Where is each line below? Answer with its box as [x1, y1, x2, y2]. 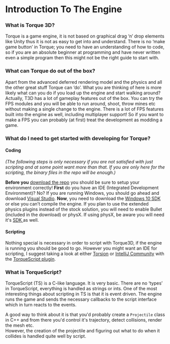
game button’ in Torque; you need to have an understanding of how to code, [5, 44, 165, 50]
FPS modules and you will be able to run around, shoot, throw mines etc [5, 100, 156, 107]
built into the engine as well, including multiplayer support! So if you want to [5, 111, 164, 117]
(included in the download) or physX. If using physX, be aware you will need [5, 212, 165, 218]
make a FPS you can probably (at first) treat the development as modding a [5, 117, 162, 123]
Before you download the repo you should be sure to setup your [5, 179, 140, 185]
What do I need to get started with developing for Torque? [5, 134, 151, 142]
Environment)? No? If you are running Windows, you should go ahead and [5, 190, 160, 196]
